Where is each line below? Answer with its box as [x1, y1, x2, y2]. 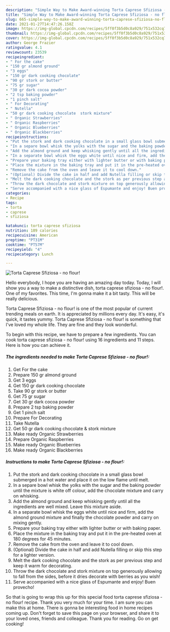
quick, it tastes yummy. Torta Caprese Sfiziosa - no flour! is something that [6, 317, 161, 323]
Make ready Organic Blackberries [13, 447, 83, 453]
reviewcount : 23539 [6, 50, 47, 55]
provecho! [13, 584, 34, 591]
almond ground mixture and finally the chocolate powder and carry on [13, 514, 159, 521]
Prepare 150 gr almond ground [13, 372, 77, 378]
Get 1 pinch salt [13, 410, 45, 416]
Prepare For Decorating [13, 415, 62, 421]
